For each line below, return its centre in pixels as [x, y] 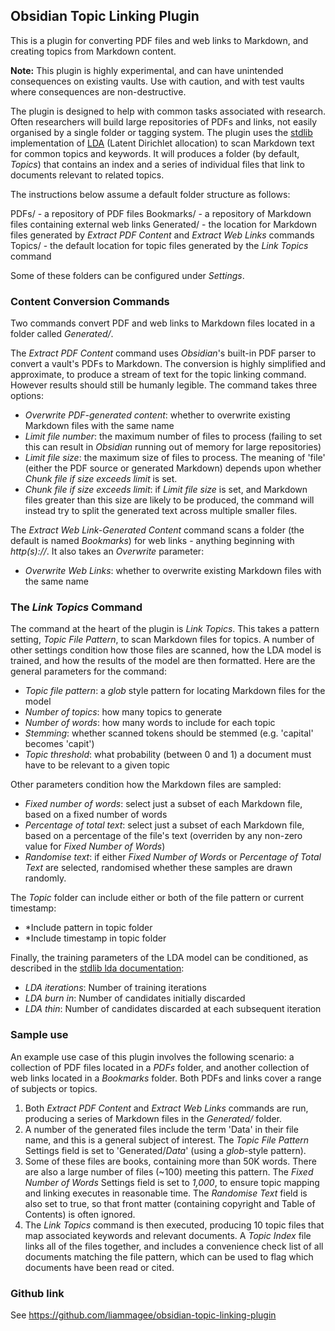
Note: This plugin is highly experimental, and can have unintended [147, 70]
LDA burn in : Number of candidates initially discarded [135, 998]
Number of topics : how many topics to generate [123, 712]
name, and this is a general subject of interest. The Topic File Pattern [167, 1140]
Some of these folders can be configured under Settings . [127, 275]
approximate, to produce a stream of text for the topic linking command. [158, 375]
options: [27, 396]
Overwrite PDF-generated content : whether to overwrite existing [157, 415]
